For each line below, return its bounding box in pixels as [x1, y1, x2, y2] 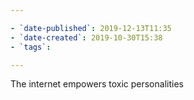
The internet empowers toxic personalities [10, 78, 184, 90]
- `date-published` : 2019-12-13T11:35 [10, 23, 172, 33]
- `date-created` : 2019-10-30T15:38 [10, 32, 163, 43]
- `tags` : [10, 42, 52, 52]
